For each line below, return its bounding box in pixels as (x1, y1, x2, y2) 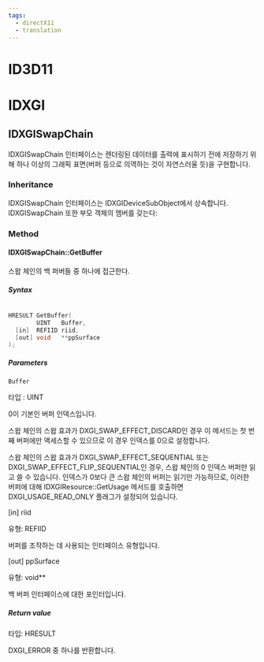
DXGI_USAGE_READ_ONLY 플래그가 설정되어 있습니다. (8, 492, 179, 501)
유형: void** (8, 573, 46, 582)
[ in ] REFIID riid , (15, 326, 80, 334)
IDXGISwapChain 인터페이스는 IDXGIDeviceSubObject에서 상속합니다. (8, 198, 229, 207)
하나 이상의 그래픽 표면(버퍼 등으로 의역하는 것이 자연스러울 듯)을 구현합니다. (16, 159, 251, 169)
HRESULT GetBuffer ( (8, 311, 73, 319)
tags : (8, 11, 26, 20)
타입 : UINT (8, 392, 44, 402)
